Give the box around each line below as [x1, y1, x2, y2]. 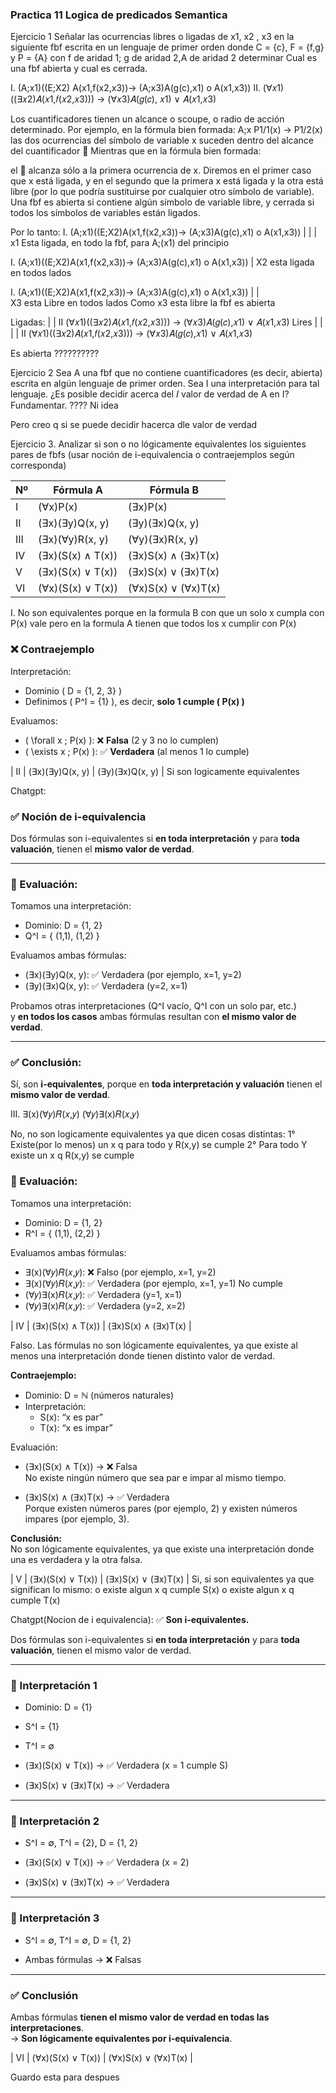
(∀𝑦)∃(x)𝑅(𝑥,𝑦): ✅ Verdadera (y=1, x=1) [24, 1288, 183, 1300]
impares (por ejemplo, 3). [24, 1513, 130, 1525]
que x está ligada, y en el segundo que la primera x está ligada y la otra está [10, 175, 324, 187]
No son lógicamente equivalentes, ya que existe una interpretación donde [10, 1543, 315, 1555]
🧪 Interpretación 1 [10, 1678, 98, 1692]
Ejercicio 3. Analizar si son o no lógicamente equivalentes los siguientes [10, 438, 307, 450]
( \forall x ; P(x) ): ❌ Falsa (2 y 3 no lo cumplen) [24, 734, 220, 746]
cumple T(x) [10, 1594, 61, 1606]
